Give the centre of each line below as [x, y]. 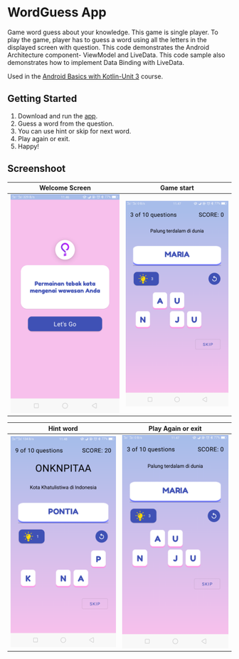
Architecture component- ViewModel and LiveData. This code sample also [116, 55]
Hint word [63, 428]
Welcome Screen [65, 188]
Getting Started [42, 99]
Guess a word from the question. [66, 123]
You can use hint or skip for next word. [74, 131]
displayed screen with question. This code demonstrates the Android [108, 47]
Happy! [28, 146]
